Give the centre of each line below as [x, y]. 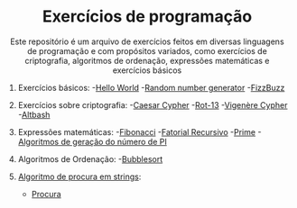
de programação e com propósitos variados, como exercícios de [147, 50]
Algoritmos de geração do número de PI [92, 141]
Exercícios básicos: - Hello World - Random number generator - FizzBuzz [151, 87]
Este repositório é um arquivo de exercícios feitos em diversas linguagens [147, 41]
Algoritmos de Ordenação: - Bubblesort [90, 158]
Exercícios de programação [147, 17]
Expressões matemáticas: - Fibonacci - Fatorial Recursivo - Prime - [139, 131]
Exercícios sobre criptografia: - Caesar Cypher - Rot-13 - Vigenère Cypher [153, 104]
